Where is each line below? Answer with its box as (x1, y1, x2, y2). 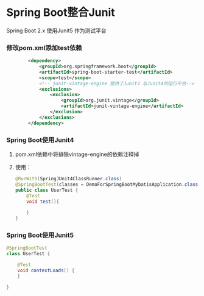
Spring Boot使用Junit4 (6, 135, 74, 144)
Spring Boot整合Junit (6, 5, 116, 19)
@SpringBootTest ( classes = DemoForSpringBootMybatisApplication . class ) (15, 181, 201, 188)
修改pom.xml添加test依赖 (6, 43, 82, 52)
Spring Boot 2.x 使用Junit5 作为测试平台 (6, 27, 107, 34)
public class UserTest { (15, 187, 79, 193)
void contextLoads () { (17, 267, 75, 273)
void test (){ (26, 199, 60, 205)
